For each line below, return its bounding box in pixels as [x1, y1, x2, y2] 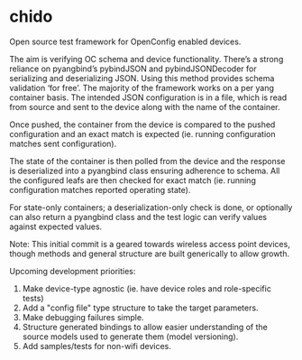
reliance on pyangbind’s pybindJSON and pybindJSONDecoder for [9, 63, 257, 74]
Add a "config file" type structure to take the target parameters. [22, 302, 259, 313]
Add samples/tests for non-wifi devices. [22, 340, 171, 351]
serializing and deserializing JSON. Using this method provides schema [9, 72, 275, 83]
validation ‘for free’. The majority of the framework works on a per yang [9, 82, 275, 93]
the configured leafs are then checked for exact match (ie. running [9, 174, 257, 186]
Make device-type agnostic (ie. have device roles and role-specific [22, 282, 272, 294]
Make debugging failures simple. [22, 311, 144, 322]
